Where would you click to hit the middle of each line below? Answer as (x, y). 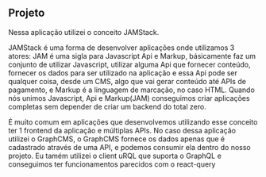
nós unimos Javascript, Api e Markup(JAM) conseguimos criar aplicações (129, 98)
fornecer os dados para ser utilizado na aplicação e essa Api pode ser (123, 73)
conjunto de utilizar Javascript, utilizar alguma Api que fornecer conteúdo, (130, 64)
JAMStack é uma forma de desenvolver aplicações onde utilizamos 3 (121, 48)
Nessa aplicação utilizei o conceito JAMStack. (84, 32)
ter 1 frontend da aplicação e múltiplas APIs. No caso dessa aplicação (122, 130)
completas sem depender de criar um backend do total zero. (107, 106)
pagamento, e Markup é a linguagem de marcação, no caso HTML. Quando (132, 90)
